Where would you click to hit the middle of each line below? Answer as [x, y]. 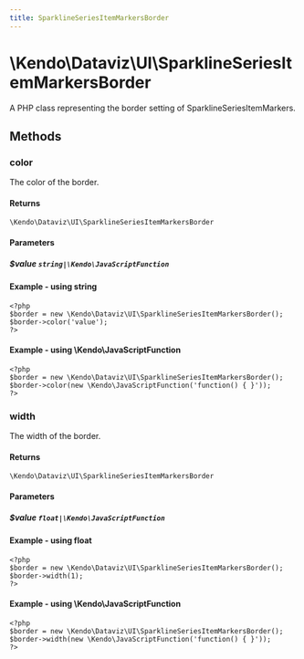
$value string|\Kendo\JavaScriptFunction [89, 263]
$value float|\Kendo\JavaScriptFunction [88, 518]
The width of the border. [55, 436]
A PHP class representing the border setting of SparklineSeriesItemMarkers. [153, 108]
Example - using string [53, 287]
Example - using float [51, 540]
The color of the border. [54, 183]
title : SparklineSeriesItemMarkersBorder [89, 18]
